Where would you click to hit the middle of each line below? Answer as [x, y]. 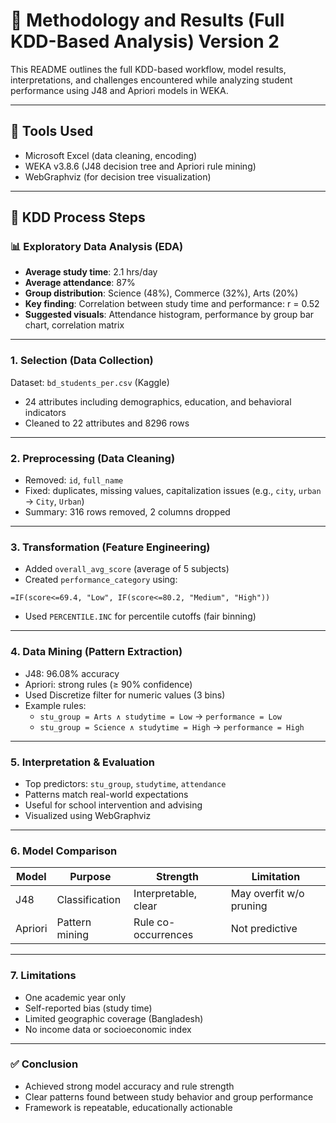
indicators [45, 412]
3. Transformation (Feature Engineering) [110, 547]
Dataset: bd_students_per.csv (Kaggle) [90, 382]
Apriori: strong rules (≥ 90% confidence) [108, 684]
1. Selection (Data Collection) [82, 361]
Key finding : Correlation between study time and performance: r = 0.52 [172, 304]
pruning [249, 906]
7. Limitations [43, 976]
